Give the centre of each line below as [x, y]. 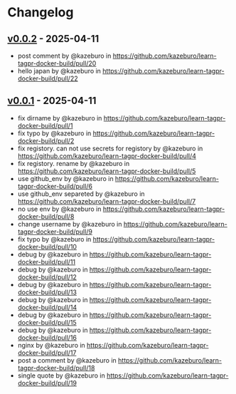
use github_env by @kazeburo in [65, 178]
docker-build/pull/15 [47, 322]
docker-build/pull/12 [47, 277]
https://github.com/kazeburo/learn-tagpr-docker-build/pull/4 [107, 156]
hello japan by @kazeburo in [59, 71]
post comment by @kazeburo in [64, 56]
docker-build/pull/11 [47, 261]
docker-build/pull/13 [47, 292]
